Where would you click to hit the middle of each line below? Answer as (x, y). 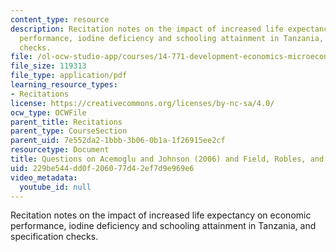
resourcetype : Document (60, 150)
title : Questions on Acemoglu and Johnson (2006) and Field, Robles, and (167, 159)
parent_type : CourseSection (69, 131)
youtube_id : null (55, 187)
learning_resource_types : (64, 85)
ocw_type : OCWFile (48, 112)
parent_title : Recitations (66, 122)
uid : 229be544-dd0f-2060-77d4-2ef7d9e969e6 (102, 168)
